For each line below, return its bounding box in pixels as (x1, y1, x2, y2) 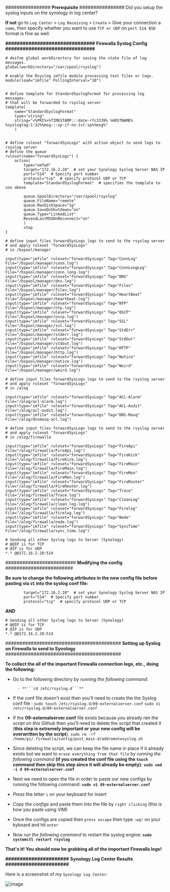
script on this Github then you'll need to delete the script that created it (12, 720, 161, 726)
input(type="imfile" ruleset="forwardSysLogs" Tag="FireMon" (5, 470, 138, 476)
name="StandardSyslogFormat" (14, 109, 76, 114)
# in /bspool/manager (5, 247, 51, 252)
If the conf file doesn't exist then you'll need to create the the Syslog (12, 695, 157, 701)
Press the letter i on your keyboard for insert (12, 791, 107, 797)
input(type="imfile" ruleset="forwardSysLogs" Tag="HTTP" (5, 346, 131, 351)
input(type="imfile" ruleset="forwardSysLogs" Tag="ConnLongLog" (5, 265, 147, 270)
